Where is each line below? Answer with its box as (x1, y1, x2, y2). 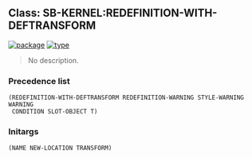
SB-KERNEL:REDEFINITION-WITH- (42, 6, 218, 20)
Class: (8, 6, 41, 20)
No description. (27, 55, 79, 65)
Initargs (8, 126, 39, 137)
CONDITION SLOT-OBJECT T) (11, 108, 98, 116)
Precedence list (8, 75, 70, 86)
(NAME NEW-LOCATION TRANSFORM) (8, 144, 112, 153)
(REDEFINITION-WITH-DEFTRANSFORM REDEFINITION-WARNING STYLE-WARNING (8, 93, 245, 102)
